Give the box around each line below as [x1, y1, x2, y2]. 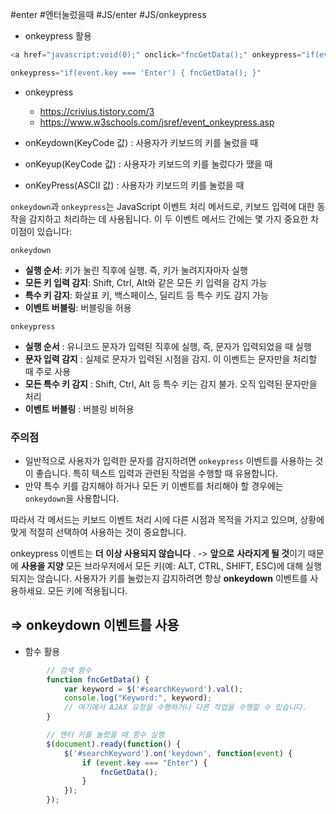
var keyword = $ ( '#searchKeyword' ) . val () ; [63, 684, 244, 694]
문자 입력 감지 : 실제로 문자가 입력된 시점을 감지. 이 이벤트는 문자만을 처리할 [24, 353, 318, 365]
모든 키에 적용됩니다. [47, 585, 128, 597]
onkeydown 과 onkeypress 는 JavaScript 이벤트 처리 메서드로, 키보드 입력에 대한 [10, 200, 315, 212]
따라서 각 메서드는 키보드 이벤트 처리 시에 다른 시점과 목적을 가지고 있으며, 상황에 [10, 514, 325, 526]
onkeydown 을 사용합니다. [24, 493, 120, 505]
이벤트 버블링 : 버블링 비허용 [24, 403, 135, 415]
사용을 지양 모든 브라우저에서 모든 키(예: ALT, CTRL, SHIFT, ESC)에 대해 [20, 560, 304, 572]
